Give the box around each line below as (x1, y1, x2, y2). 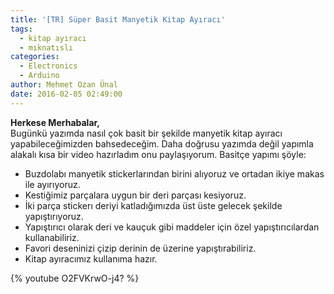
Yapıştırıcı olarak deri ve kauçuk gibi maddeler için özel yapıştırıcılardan (24, 221, 320, 233)
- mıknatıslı (19, 42, 74, 53)
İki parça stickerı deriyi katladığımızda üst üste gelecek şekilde (24, 199, 283, 211)
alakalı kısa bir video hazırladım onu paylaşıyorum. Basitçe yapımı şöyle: (10, 148, 307, 160)
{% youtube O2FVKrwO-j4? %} (10, 272, 140, 284)
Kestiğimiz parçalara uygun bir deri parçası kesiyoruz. (24, 189, 247, 201)
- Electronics (19, 61, 78, 71)
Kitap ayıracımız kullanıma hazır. (24, 252, 158, 265)
